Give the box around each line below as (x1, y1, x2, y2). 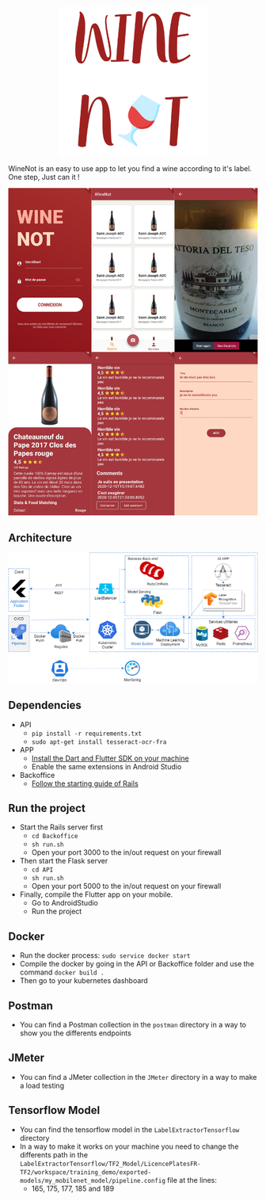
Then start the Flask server (19, 856, 108, 866)
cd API (31, 866, 54, 874)
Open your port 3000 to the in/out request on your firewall (31, 848, 222, 857)
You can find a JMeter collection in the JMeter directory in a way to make (19, 1072, 257, 1081)
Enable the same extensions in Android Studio (31, 761, 182, 771)
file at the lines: (167, 1175, 218, 1184)
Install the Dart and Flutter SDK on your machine (31, 753, 189, 763)
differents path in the (19, 1150, 89, 1159)
